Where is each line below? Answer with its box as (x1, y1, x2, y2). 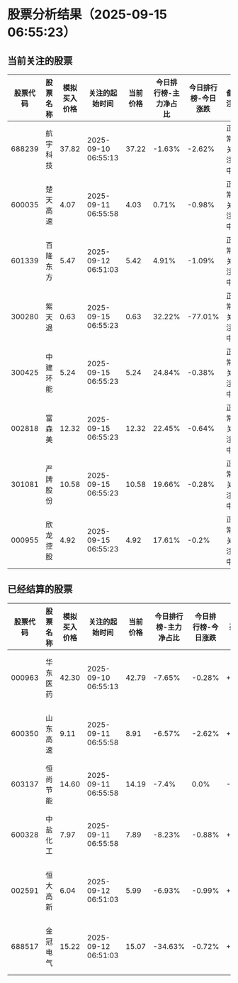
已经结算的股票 (7, 583, 73, 595)
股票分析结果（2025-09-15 (7, 6, 168, 23)
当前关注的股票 (7, 55, 73, 67)
